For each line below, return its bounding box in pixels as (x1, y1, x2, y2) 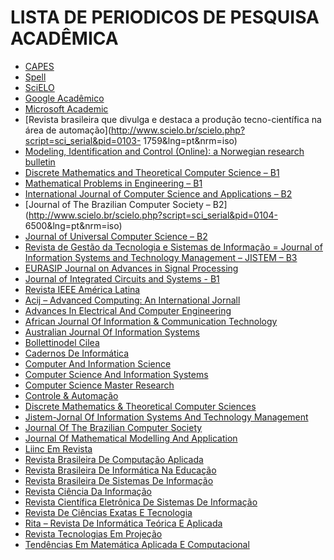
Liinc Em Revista (24, 442, 93, 455)
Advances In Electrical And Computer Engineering (24, 304, 232, 316)
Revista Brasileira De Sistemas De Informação (24, 474, 214, 486)
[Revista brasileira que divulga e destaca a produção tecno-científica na (24, 113, 322, 125)
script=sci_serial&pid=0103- (24, 134, 142, 146)
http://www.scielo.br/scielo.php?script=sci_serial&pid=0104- (28, 209, 278, 221)
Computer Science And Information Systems (24, 368, 209, 380)
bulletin (24, 156, 56, 168)
